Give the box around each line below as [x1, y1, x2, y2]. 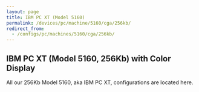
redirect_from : [6, 25, 45, 32]
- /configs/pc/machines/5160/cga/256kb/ [11, 31, 115, 37]
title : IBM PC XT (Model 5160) [6, 14, 85, 20]
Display [6, 63, 36, 73]
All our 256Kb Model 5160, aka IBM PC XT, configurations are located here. [6, 79, 194, 86]
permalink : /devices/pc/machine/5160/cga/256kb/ [6, 20, 131, 26]
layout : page [6, 8, 39, 15]
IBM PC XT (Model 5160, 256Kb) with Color [6, 54, 171, 64]
